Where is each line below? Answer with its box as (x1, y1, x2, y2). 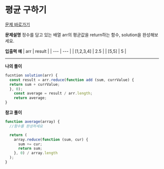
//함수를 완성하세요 (9, 124, 43, 129)
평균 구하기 (5, 4, 47, 16)
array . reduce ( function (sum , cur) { (14, 137, 89, 142)
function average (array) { (5, 119, 60, 124)
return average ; (14, 95, 47, 100)
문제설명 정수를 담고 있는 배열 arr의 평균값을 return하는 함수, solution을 (5, 32, 142, 38)
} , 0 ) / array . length (14, 150, 58, 156)
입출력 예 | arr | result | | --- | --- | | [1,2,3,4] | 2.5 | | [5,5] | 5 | (5, 48, 126, 54)
